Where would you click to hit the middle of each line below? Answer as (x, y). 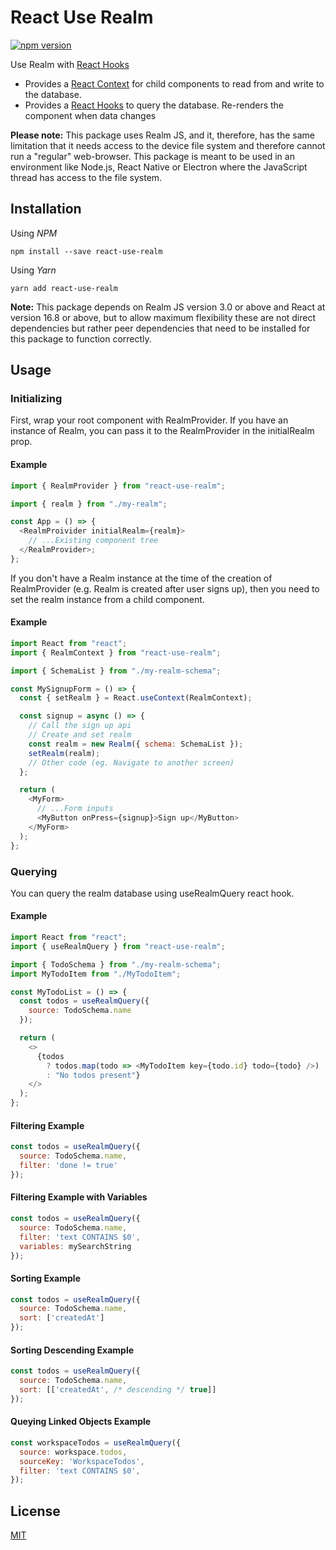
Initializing (36, 399)
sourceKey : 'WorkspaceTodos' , (82, 1461)
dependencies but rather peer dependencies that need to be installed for (160, 328)
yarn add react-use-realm (64, 288)
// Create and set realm (80, 735)
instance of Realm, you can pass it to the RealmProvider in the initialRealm (162, 431)
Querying (34, 871)
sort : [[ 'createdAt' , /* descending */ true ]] (118, 1390)
